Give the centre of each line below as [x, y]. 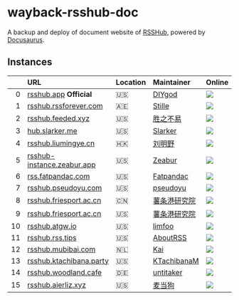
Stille [161, 105]
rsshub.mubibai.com [62, 249]
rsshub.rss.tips [52, 237]
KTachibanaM [176, 261]
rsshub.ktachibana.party [68, 261]
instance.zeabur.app [62, 165]
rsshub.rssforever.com [65, 105]
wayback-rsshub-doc [73, 12]
